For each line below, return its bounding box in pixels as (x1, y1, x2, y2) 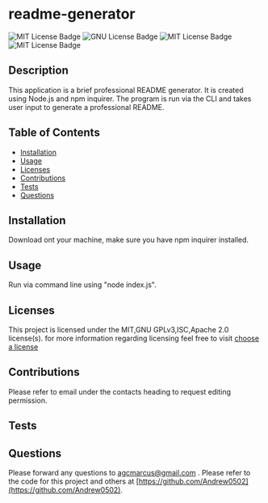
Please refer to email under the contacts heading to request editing (8, 387, 232, 396)
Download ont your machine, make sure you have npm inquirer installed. (8, 235, 249, 245)
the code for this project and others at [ (8, 476, 140, 486)
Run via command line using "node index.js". (8, 280, 157, 290)
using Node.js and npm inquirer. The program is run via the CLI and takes (8, 94, 252, 104)
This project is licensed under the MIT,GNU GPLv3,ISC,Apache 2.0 (8, 325, 229, 334)
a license (8, 342, 39, 352)
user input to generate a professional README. (8, 102, 165, 112)
